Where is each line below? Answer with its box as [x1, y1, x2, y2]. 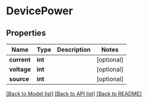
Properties [6, 28, 46, 38]
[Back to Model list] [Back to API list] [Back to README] [6, 90, 142, 97]
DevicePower [6, 4, 73, 18]
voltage [9, 65, 31, 73]
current [9, 55, 31, 64]
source [9, 75, 30, 83]
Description [57, 46, 91, 54]
